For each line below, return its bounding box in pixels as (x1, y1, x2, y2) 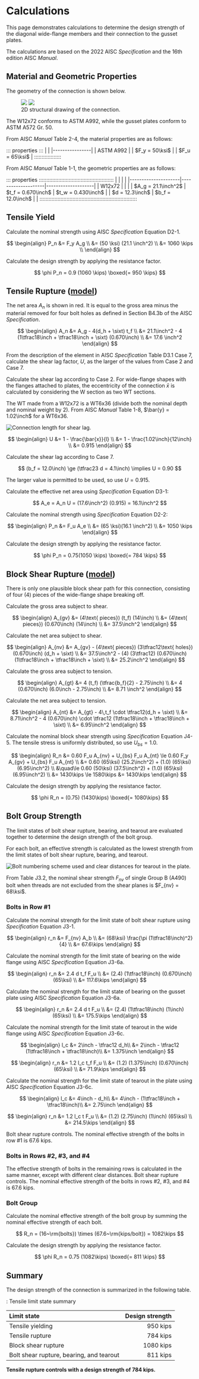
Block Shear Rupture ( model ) (6, 569, 116, 579)
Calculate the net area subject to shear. (6, 632, 102, 639)
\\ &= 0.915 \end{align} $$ (68, 442, 132, 449)
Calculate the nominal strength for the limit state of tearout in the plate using (6, 1077, 193, 1084)
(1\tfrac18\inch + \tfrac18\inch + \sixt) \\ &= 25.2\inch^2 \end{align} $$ (14, 656, 185, 663)
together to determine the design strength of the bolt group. (6, 833, 153, 840)
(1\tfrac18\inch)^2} (148, 934, 193, 942)
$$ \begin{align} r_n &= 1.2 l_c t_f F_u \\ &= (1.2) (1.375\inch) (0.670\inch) (11, 1059, 189, 1066)
